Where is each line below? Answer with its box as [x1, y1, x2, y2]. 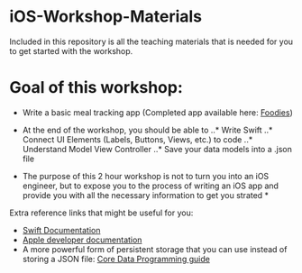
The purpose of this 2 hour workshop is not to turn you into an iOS [22, 170, 270, 181]
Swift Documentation [22, 224, 101, 235]
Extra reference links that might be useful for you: [9, 207, 194, 218]
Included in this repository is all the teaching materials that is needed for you [9, 36, 294, 47]
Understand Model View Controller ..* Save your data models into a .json [22, 143, 293, 154]
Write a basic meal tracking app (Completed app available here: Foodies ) [22, 106, 293, 118]
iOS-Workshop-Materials [9, 6, 203, 27]
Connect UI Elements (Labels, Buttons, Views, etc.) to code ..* [22, 133, 253, 145]
